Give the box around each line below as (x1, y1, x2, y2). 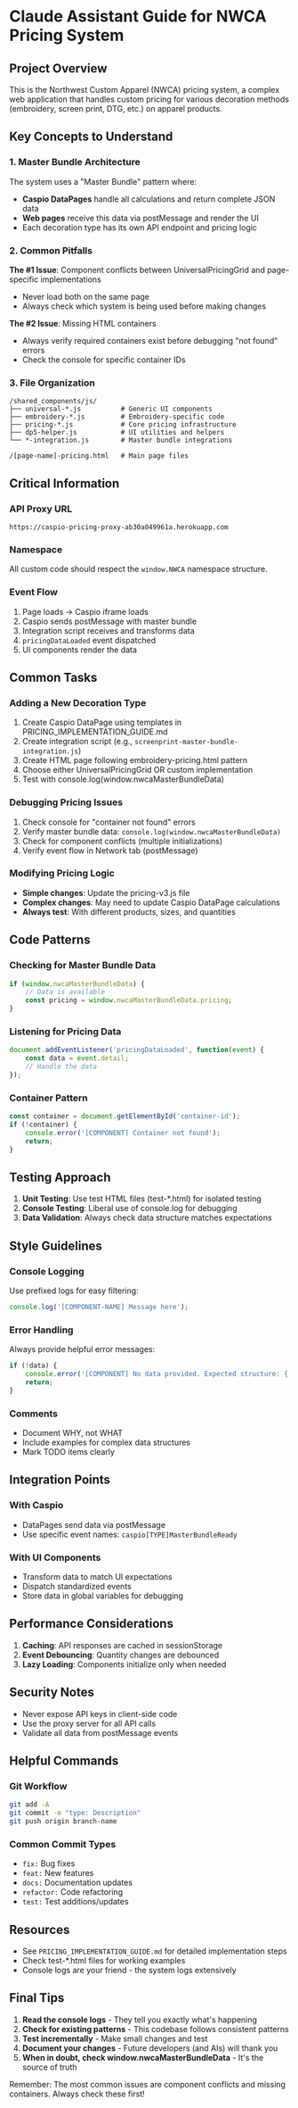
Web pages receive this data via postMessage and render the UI (21, 212, 260, 223)
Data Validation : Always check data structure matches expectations (21, 1212, 273, 1224)
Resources (9, 1921, 70, 1938)
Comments (9, 1407, 58, 1420)
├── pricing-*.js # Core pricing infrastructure (9, 420, 238, 429)
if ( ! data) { (9, 1361, 58, 1371)
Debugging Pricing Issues (9, 796, 123, 809)
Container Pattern (9, 1091, 89, 1104)
